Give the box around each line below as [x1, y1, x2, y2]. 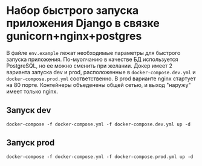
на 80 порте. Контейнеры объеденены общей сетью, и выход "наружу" [6, 81, 192, 88]
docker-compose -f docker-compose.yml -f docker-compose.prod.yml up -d [6, 153, 194, 160]
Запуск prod [6, 138, 55, 148]
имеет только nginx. [6, 88, 59, 95]
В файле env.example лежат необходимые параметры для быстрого [6, 49, 181, 56]
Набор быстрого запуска [6, 4, 139, 18]
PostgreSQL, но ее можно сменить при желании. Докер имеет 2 [6, 62, 173, 69]
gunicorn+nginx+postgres [6, 30, 142, 43]
